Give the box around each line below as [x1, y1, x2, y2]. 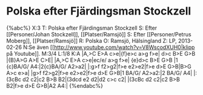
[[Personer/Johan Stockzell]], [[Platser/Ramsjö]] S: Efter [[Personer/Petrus [6, 30, 192, 38]
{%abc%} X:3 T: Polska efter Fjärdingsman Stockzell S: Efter [6, 24, 158, 31]
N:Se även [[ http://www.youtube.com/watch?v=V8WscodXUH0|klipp [23, 44, 195, 51]
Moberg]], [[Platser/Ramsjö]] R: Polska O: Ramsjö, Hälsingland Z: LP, [6, 37, 177, 44]
